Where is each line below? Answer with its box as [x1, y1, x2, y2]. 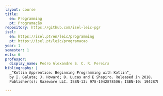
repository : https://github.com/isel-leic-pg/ [5, 25, 101, 30]
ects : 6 [5, 52, 21, 57]
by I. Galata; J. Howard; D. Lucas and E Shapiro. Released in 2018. [9, 75, 153, 80]
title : [5, 12, 18, 16]
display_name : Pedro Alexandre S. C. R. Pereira [9, 61, 110, 66]
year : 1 [5, 43, 21, 48]
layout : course [5, 7, 36, 12]
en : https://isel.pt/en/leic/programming [9, 34, 95, 39]
